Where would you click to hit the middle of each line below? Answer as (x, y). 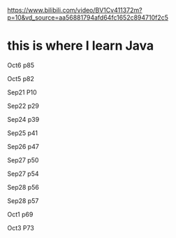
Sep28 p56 (23, 187)
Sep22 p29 (23, 106)
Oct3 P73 (21, 227)
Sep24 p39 (23, 119)
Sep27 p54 (23, 174)
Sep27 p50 (23, 160)
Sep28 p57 (23, 201)
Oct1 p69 (20, 214)
